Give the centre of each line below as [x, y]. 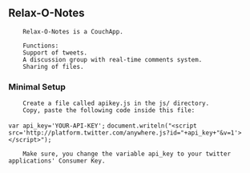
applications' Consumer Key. [57, 161]
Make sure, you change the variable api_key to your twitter [127, 154]
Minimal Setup [37, 86]
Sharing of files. [53, 66]
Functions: [41, 46]
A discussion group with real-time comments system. [113, 59]
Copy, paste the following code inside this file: [109, 111]
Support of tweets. [55, 52]
